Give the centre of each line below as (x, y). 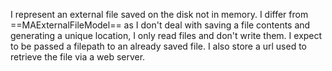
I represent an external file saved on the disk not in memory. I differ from (159, 14)
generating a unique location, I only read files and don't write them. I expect (166, 35)
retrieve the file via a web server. (78, 57)
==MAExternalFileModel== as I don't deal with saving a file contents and (160, 25)
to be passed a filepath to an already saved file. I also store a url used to (159, 46)
